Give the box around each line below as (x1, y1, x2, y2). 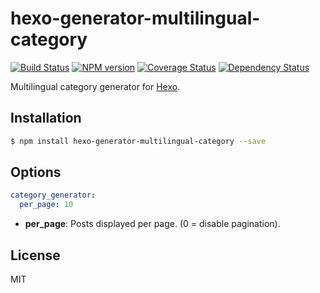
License (10, 247, 61, 264)
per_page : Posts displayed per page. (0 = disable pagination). (24, 218, 281, 230)
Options (10, 164, 62, 181)
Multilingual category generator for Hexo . (10, 80, 181, 92)
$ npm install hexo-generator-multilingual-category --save (10, 136, 267, 146)
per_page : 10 (19, 200, 74, 210)
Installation (10, 110, 82, 127)
